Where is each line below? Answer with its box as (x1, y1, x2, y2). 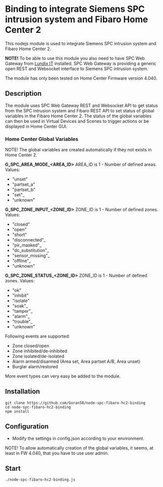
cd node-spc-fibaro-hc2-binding (5, 405, 71, 409)
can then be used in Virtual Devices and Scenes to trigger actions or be (5, 118, 149, 124)
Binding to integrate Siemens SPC (5, 3, 145, 15)
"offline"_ (12, 258, 31, 264)
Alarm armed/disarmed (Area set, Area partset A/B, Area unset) (12, 358, 140, 364)
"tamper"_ (12, 308, 33, 314)
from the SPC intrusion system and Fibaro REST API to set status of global (5, 108, 155, 113)
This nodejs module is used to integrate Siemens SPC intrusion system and (5, 40, 157, 46)
